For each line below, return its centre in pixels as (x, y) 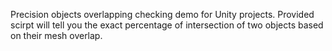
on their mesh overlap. (56, 35)
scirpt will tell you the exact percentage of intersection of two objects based (167, 25)
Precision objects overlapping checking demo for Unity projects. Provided (162, 14)
